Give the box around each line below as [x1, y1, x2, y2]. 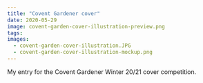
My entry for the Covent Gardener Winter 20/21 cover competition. [7, 67, 197, 76]
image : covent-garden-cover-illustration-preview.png [7, 23, 166, 30]
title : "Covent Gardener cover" [7, 10, 100, 17]
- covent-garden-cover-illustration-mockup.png [13, 49, 153, 56]
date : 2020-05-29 [7, 17, 57, 24]
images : [7, 36, 30, 43]
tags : [7, 29, 23, 37]
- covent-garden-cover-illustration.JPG [13, 42, 131, 49]
